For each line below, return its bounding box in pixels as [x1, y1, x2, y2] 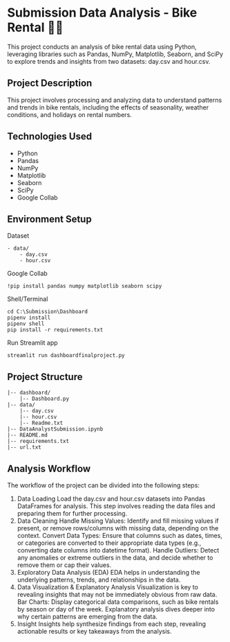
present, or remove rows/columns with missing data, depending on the [17, 524, 219, 532]
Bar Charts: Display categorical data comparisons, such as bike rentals [17, 598, 219, 606]
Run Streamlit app [7, 338, 58, 347]
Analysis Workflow [7, 462, 91, 474]
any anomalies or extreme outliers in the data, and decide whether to [17, 553, 213, 562]
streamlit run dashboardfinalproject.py [7, 352, 126, 359]
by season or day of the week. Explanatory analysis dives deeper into [17, 605, 215, 613]
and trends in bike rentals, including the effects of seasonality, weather [7, 103, 209, 112]
